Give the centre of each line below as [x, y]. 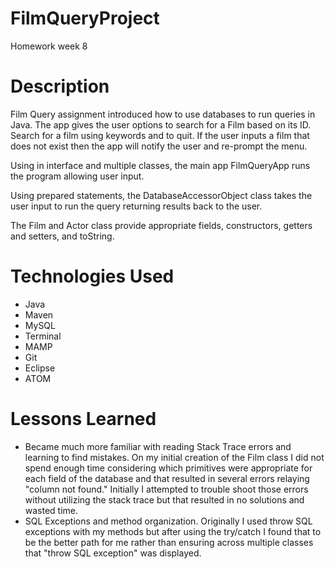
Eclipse [40, 368]
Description [60, 86]
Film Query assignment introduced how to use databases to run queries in [163, 114]
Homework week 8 [49, 46]
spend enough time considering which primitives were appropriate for [168, 468]
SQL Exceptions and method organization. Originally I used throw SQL [168, 521]
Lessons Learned [83, 419]
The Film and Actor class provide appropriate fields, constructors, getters [161, 225]
